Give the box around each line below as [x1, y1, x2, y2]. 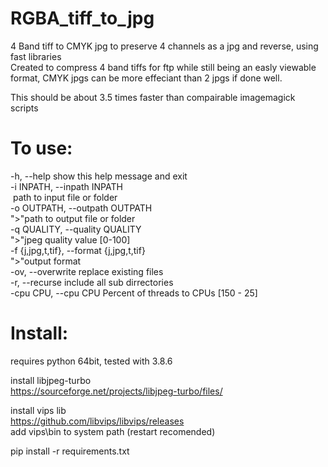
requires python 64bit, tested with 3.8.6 [10, 355, 173, 367]
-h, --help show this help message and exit [10, 170, 188, 182]
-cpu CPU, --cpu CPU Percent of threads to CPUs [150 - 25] [10, 287, 258, 299]
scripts [10, 102, 39, 114]
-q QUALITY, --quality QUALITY [10, 223, 142, 235]
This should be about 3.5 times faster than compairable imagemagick [10, 91, 296, 103]
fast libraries [10, 50, 62, 62]
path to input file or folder [12, 191, 118, 203]
